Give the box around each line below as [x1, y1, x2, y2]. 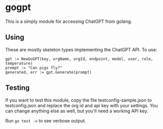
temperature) [5, 60, 33, 66]
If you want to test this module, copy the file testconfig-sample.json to [5, 97, 152, 103]
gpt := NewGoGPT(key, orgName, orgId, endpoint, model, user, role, [5, 56, 153, 61]
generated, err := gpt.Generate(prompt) [5, 70, 92, 75]
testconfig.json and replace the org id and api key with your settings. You [5, 102, 158, 108]
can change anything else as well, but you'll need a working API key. [5, 108, 148, 114]
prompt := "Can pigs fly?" [5, 65, 62, 70]
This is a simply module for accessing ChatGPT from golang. [5, 18, 133, 24]
